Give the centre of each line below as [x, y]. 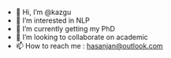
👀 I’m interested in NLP [53, 20]
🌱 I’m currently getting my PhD [65, 29]
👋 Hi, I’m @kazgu [43, 12]
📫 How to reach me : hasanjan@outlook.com [89, 46]
